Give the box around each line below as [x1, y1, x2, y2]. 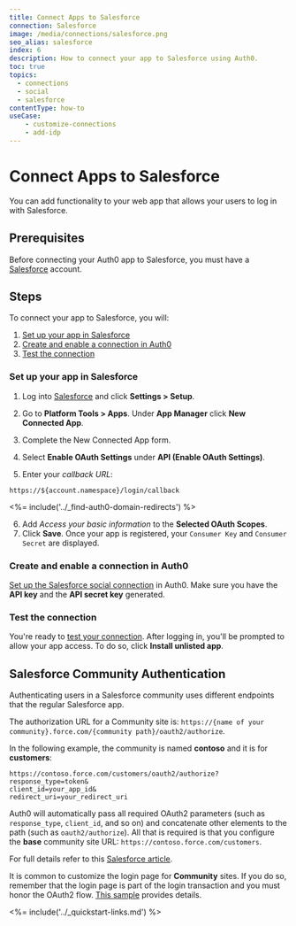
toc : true [9, 63, 46, 72]
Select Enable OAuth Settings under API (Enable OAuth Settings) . [21, 451, 265, 462]
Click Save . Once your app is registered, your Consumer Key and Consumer [21, 528, 287, 538]
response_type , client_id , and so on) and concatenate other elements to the [9, 818, 287, 829]
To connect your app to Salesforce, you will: [9, 313, 170, 323]
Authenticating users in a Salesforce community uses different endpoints [9, 690, 275, 700]
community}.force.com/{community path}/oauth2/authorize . [9, 726, 225, 737]
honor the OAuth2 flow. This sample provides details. [9, 890, 202, 900]
